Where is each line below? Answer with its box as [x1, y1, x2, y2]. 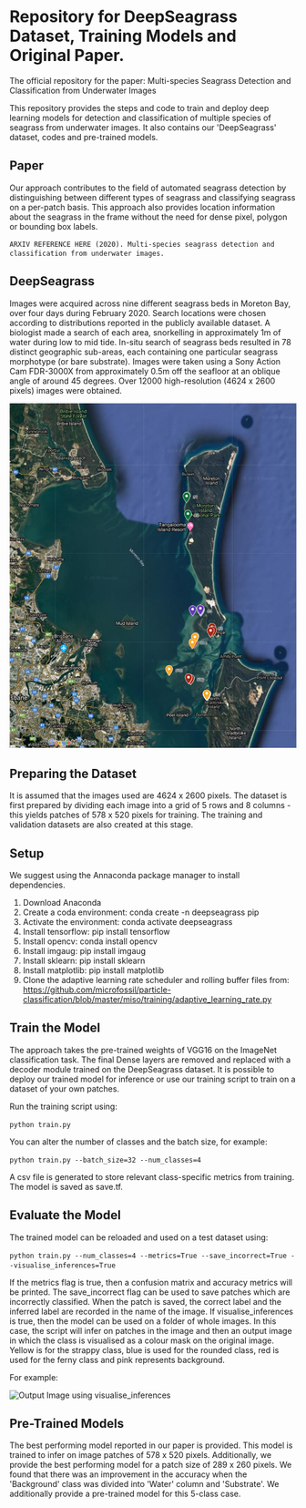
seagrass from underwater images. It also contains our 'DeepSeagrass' [9, 121, 277, 133]
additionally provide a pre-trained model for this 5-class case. [9, 1488, 241, 1500]
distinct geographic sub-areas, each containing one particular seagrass [9, 346, 279, 357]
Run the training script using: [9, 1101, 118, 1112]
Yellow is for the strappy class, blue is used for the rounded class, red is [9, 1344, 280, 1355]
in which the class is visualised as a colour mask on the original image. [9, 1335, 275, 1346]
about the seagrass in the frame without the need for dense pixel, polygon [9, 211, 288, 222]
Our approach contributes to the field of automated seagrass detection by [9, 182, 287, 193]
